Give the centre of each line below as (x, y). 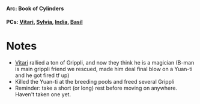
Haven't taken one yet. (43, 94)
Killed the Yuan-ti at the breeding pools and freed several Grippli (95, 82)
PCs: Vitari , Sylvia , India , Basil (44, 22)
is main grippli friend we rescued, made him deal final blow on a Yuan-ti (104, 69)
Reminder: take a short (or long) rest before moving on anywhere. (96, 88)
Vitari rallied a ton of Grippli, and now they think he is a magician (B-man (105, 63)
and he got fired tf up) (42, 75)
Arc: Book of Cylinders (35, 8)
